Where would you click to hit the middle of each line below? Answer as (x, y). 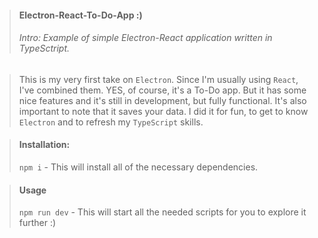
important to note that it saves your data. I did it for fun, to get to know (163, 111)
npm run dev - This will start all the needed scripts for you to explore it (162, 212)
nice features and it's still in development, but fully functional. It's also (162, 100)
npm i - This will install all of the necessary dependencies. (138, 167)
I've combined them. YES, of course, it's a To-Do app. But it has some (162, 90)
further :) (37, 223)
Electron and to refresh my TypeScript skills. (111, 122)
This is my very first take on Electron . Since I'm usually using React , (158, 79)
